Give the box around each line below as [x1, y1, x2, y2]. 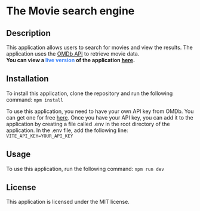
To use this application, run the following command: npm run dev [6, 165, 164, 172]
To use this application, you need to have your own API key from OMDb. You [6, 108, 194, 115]
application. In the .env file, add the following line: [6, 127, 128, 134]
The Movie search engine [6, 4, 135, 18]
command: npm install [6, 96, 64, 103]
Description [6, 28, 51, 38]
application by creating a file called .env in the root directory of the [6, 120, 170, 127]
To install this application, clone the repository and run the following [6, 90, 173, 97]
